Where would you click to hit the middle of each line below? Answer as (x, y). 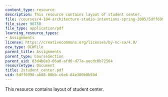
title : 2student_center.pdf (34, 70)
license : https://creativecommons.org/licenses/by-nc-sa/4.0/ (71, 42)
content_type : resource (30, 10)
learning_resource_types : (32, 33)
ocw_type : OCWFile (24, 47)
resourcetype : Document (30, 65)
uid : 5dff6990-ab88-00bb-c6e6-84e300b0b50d (51, 75)
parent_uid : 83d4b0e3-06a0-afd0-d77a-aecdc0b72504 (59, 61)
